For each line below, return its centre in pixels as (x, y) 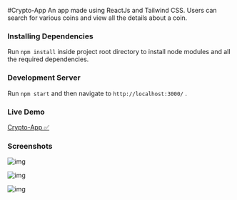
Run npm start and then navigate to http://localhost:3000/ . (97, 93)
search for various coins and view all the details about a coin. (97, 18)
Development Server (44, 78)
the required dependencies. (48, 59)
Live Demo (26, 112)
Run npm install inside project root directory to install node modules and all (119, 52)
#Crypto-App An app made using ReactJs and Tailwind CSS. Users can (112, 10)
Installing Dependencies (51, 36)
